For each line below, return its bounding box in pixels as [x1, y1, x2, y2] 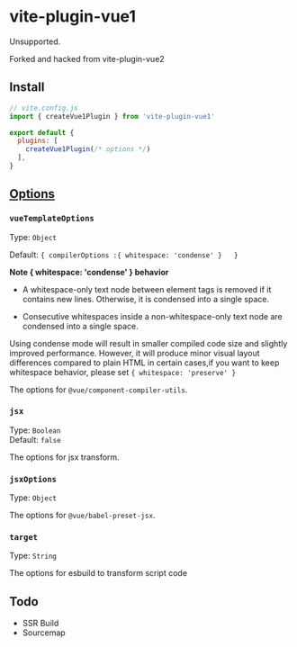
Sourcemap [22, 627, 66, 638]
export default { [9, 128, 75, 137]
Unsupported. [9, 36, 61, 47]
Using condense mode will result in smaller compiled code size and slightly [9, 337, 288, 348]
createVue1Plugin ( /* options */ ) [25, 145, 151, 154]
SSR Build [22, 618, 59, 629]
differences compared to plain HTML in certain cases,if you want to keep [9, 357, 280, 368]
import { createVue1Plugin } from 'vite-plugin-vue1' [9, 112, 216, 121]
